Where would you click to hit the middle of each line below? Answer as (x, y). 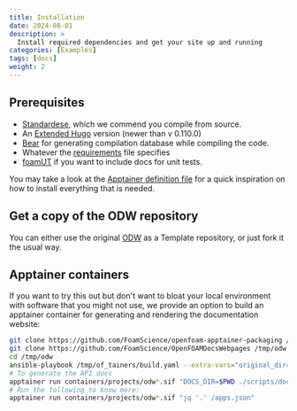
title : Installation (47, 17)
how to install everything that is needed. (82, 188)
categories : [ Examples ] (53, 50)
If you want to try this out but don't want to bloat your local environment (140, 296)
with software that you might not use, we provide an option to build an (137, 306)
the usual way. (35, 247)
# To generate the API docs (61, 373)
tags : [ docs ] (33, 58)
